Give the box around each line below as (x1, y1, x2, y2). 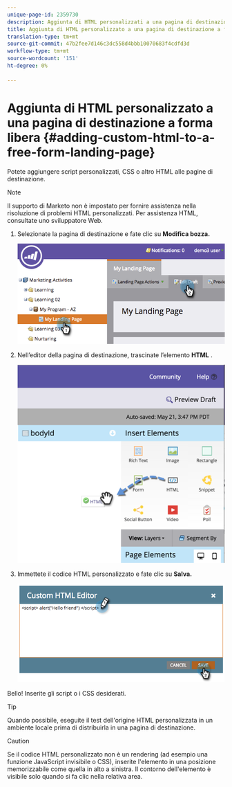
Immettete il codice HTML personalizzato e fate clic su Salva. (17, 570, 192, 578)
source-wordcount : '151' (7, 55, 79, 62)
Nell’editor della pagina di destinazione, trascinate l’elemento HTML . (17, 350, 213, 359)
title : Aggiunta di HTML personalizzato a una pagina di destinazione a (7, 26, 221, 33)
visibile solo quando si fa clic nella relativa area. (7, 772, 143, 780)
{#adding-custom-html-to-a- (43, 129, 215, 145)
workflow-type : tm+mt (7, 48, 70, 55)
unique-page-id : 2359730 (7, 11, 79, 18)
